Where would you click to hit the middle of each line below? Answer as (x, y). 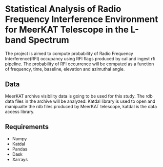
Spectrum (49, 40)
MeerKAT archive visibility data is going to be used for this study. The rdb (79, 96)
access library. (20, 111)
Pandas (20, 149)
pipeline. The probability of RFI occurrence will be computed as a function (80, 64)
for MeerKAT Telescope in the (67, 30)
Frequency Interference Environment (82, 19)
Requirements (27, 127)
